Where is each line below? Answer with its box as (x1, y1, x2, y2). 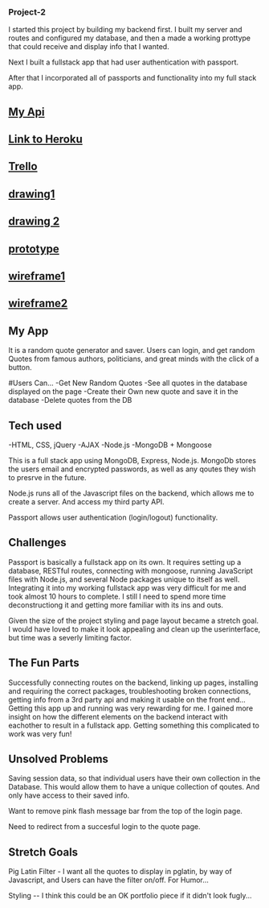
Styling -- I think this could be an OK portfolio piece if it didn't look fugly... (8, 891, 252, 901)
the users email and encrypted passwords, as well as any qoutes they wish (8, 464, 256, 474)
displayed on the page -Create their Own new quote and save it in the (8, 387, 238, 396)
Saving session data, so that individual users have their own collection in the (8, 773, 261, 783)
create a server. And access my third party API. (8, 497, 165, 507)
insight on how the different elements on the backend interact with (8, 711, 228, 721)
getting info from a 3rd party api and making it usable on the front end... (8, 694, 247, 704)
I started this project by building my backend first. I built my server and (8, 25, 243, 35)
